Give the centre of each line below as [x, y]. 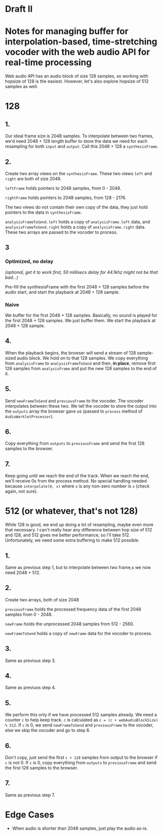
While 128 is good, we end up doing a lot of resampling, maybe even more [79, 525]
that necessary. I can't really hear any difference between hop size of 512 [79, 530]
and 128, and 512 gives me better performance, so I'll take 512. [68, 535]
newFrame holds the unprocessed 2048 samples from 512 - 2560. [70, 624]
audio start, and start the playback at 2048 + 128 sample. [63, 292]
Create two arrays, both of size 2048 [42, 599]
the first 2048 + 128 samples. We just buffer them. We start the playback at [80, 320]
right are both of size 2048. [33, 178]
